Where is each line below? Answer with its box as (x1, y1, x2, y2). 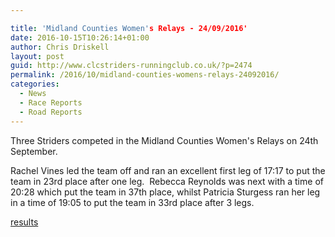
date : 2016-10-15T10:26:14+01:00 (10, 32, 150, 43)
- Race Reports (19, 97, 83, 108)
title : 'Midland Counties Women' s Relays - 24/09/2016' (10, 23, 248, 33)
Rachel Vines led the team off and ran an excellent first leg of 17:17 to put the (10, 164, 326, 176)
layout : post (10, 51, 65, 61)
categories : (10, 79, 60, 90)
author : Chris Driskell (10, 42, 110, 52)
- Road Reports (19, 107, 83, 117)
